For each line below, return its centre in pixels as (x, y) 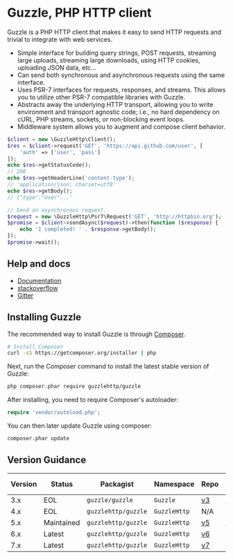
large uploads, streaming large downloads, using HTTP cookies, (109, 60)
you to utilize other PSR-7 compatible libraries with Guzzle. (101, 97)
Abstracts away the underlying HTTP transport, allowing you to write (115, 104)
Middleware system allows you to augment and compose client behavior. (121, 126)
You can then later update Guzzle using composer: (80, 426)
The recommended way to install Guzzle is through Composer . (96, 334)
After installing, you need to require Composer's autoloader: (93, 400)
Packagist (117, 484)
